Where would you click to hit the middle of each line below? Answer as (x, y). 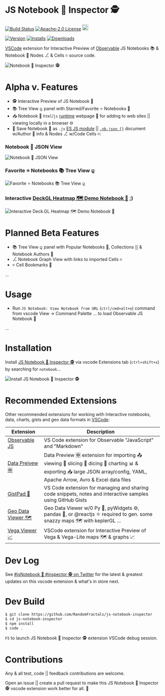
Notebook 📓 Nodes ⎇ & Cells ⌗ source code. (50, 55)
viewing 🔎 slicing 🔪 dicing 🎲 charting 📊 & (91, 463)
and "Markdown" (64, 446)
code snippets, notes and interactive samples (96, 494)
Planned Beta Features (52, 233)
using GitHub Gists (66, 500)
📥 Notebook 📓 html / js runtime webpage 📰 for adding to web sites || (81, 116)
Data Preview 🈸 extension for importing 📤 (93, 455)
